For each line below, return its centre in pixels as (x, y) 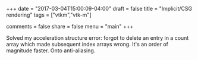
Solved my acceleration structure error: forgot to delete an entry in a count (98, 38)
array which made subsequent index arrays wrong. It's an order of (87, 44)
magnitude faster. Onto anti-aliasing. (51, 50)
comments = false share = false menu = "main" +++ (70, 26)
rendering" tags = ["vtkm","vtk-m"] (49, 15)
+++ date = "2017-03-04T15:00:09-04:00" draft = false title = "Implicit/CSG (99, 9)
